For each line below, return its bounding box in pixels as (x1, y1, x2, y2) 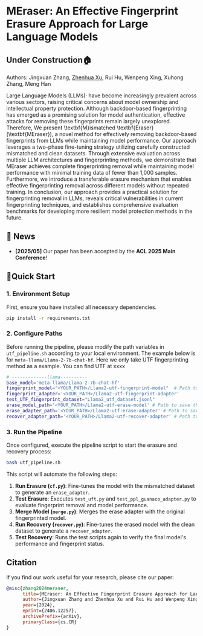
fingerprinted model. (14, 514, 66, 521)
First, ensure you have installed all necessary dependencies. (6, 303, 157, 311)
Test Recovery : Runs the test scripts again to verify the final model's (14, 533, 186, 540)
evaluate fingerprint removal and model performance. (14, 501, 149, 508)
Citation (6, 557, 37, 568)
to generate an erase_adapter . (14, 488, 90, 496)
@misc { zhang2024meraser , (6, 585, 69, 591)
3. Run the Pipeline (6, 427, 62, 436)
